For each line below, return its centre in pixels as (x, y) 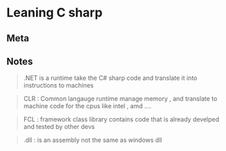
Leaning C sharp (55, 13)
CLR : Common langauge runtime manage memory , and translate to (120, 99)
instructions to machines (58, 85)
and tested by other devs (59, 127)
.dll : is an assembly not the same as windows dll (93, 140)
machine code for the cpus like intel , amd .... (87, 106)
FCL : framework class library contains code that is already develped (121, 119)
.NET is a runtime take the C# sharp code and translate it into (110, 78)
